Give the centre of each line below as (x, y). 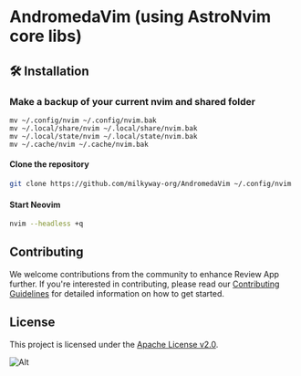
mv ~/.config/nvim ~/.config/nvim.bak (83, 120)
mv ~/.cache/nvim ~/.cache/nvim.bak (79, 144)
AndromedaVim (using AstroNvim (140, 17)
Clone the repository (49, 164)
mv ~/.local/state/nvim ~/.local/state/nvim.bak (104, 136)
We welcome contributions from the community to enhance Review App (145, 274)
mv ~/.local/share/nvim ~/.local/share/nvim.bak (104, 128)
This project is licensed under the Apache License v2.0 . (114, 344)
